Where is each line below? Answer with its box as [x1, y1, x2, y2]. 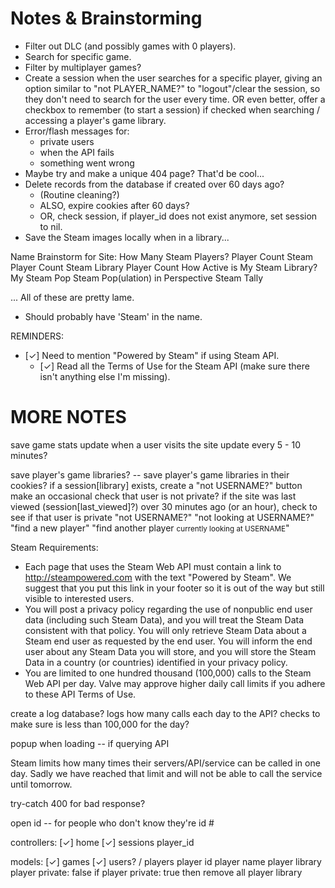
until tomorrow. [10, 778, 73, 790]
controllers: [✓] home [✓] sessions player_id [10, 836, 195, 848]
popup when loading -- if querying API [10, 737, 170, 749]
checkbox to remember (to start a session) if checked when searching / [24, 103, 320, 116]
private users [39, 135, 95, 147]
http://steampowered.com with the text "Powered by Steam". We [24, 571, 292, 583]
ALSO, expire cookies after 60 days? [39, 199, 190, 211]
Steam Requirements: [10, 541, 99, 553]
